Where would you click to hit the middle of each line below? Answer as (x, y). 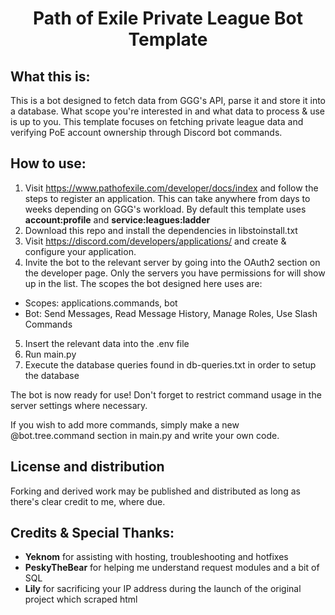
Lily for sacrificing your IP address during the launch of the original (163, 589)
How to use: (48, 163)
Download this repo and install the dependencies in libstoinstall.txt (161, 230)
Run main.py (50, 354)
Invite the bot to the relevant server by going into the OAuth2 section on (172, 262)
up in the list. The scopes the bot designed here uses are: (143, 283)
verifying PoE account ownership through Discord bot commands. (146, 132)
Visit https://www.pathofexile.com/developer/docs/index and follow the (171, 188)
